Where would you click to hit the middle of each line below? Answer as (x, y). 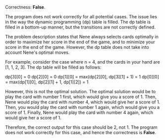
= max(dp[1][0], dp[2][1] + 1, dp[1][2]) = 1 (47, 82)
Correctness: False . (25, 7)
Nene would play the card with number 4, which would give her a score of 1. (83, 102)
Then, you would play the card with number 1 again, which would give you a (82, 107)
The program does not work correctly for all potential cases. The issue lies (81, 17)
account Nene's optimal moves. (37, 52)
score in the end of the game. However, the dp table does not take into (77, 47)
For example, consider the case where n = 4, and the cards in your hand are (82, 62)
